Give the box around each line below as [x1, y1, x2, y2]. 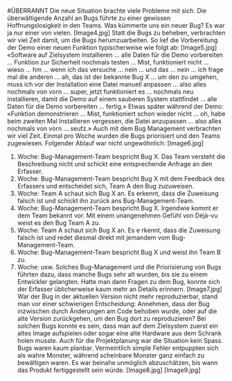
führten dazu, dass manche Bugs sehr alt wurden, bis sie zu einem [17, 270, 208, 278]
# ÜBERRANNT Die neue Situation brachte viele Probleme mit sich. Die [7, 7, 206, 15]
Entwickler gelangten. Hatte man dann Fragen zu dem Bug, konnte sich [17, 278, 220, 285]
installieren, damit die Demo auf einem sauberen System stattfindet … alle [7, 95, 217, 103]
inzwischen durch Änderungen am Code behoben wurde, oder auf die [17, 307, 217, 315]
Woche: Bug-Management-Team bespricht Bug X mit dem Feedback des [17, 175, 225, 183]
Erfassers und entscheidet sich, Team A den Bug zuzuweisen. [17, 182, 194, 190]
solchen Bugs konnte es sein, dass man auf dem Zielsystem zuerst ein [17, 322, 218, 330]
